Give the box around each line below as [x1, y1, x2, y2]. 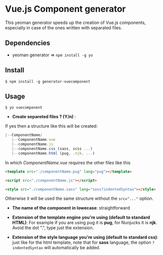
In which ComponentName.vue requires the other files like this [5, 160, 131, 166]
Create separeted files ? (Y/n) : [12, 114, 77, 120]
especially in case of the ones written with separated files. [5, 24, 122, 30]
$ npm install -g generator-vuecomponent [5, 79, 91, 84]
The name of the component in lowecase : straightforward [12, 205, 130, 211]
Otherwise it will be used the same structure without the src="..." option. [5, 195, 154, 201]
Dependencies [5, 39, 50, 47]
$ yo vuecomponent [5, 105, 42, 110]
